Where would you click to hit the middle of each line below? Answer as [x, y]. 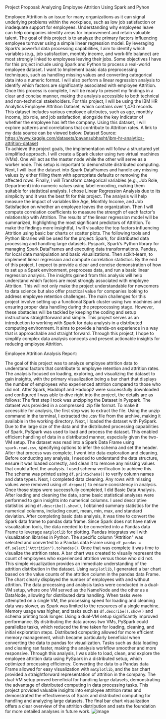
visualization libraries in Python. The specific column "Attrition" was [74, 537]
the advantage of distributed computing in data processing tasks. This [77, 685]
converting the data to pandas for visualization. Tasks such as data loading [82, 643]
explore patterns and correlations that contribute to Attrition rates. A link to [81, 128]
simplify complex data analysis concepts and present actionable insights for [83, 339]
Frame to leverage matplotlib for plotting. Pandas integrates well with [76, 532]
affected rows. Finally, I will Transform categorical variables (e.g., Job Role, [82, 180]
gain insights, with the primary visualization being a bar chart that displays [81, 379]
